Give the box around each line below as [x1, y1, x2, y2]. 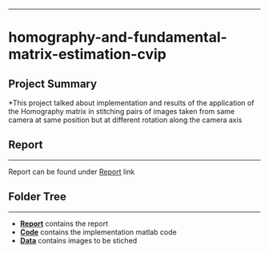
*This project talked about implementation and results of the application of [8, 98, 255, 108]
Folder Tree [8, 190, 66, 204]
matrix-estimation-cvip [8, 45, 167, 64]
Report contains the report [19, 219, 108, 228]
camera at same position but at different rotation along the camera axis [8, 115, 243, 125]
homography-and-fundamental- [8, 29, 228, 46]
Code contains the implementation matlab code [19, 227, 178, 236]
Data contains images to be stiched [19, 235, 138, 245]
